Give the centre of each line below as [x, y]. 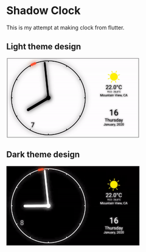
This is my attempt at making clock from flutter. [65, 27]
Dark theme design [43, 155]
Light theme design [44, 47]
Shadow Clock [43, 11]
